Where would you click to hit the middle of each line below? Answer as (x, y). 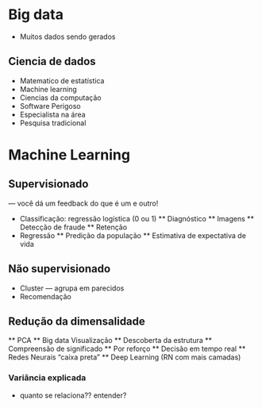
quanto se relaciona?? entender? (73, 395)
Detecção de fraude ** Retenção (73, 227)
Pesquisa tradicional (53, 123)
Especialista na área (52, 114)
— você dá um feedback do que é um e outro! (83, 203)
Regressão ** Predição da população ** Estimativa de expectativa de (133, 235)
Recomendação (45, 296)
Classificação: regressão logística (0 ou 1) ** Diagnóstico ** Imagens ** (137, 218)
